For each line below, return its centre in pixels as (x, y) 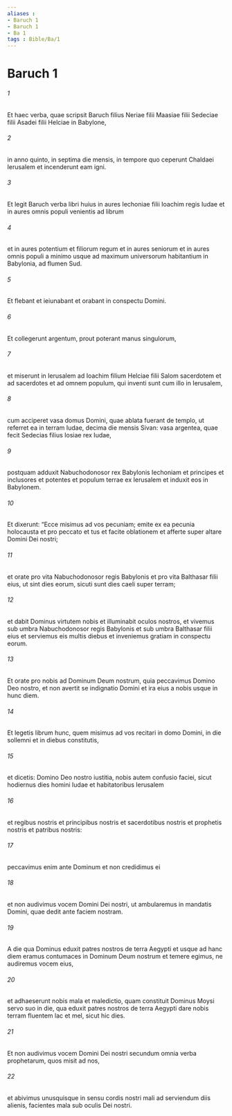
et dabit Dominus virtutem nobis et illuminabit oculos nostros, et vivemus (111, 621)
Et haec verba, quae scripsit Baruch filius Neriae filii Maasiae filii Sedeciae (113, 114)
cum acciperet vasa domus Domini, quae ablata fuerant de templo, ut (106, 420)
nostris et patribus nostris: (45, 830)
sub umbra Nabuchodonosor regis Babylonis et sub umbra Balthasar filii (110, 629)
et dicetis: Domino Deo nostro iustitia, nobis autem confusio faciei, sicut (109, 778)
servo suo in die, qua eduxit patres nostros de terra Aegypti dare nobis (108, 1009)
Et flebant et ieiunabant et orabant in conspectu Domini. (87, 301)
